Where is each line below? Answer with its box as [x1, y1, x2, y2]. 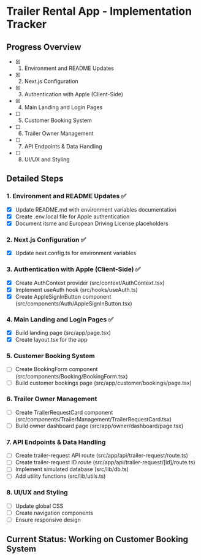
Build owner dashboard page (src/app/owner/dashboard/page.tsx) [15, 422, 184, 429]
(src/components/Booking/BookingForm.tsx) [15, 372, 128, 380]
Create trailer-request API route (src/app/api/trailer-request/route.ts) [15, 452, 189, 459]
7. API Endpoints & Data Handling [6, 437, 106, 446]
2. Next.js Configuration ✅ [6, 235, 86, 244]
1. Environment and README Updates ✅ [6, 192, 127, 201]
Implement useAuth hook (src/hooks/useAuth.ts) [15, 286, 138, 293]
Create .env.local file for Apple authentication [15, 213, 130, 220]
